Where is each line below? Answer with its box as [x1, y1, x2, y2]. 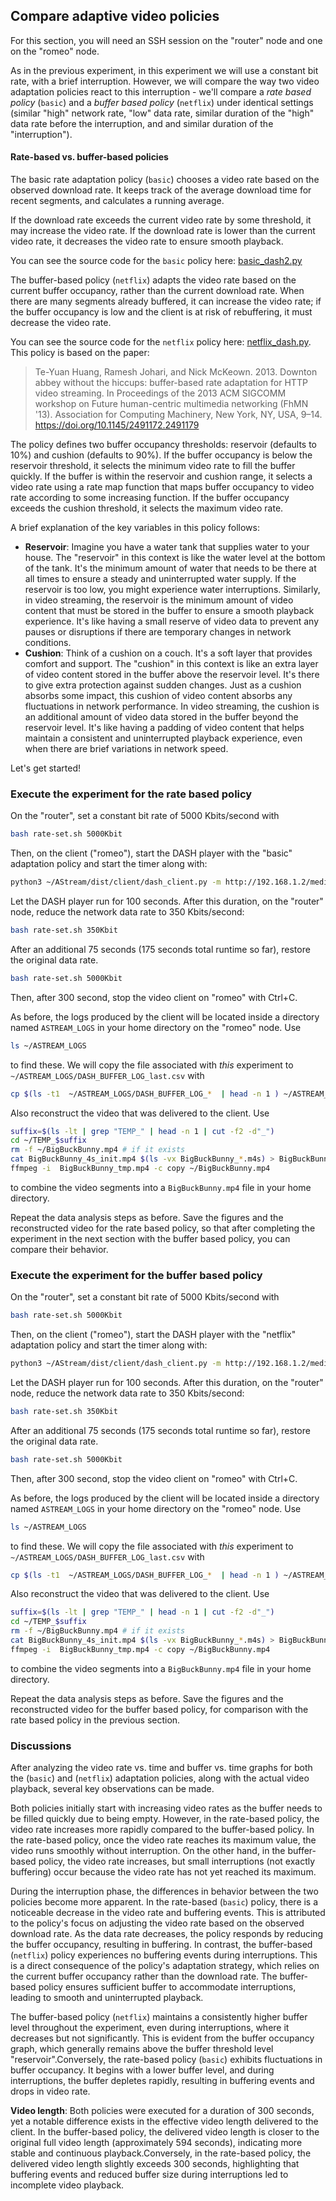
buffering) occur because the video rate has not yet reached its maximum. [10, 1866, 317, 1878]
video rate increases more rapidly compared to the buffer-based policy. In [10, 1824, 315, 1836]
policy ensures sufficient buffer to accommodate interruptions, [38, 1981, 297, 1993]
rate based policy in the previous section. [10, 1714, 181, 1726]
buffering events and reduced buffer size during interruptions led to [10, 2169, 289, 2181]
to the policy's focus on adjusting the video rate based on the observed [10, 1917, 305, 1929]
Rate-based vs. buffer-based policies [10, 151, 169, 163]
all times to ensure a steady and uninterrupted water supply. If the [24, 573, 297, 585]
